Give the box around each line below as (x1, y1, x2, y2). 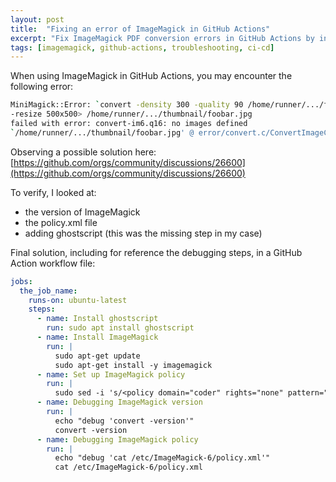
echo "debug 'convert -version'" (54, 416, 195, 426)
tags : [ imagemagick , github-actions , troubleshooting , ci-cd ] (10, 42, 275, 53)
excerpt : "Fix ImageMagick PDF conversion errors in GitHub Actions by (10, 33, 315, 43)
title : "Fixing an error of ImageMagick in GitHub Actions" (10, 24, 271, 34)
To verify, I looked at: (10, 186, 97, 198)
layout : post (10, 14, 65, 25)
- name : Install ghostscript (36, 314, 159, 324)
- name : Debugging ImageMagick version (36, 397, 203, 408)
